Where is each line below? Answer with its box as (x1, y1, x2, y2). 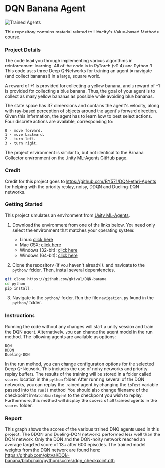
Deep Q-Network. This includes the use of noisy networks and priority (5, 366, 148, 372)
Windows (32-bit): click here (19, 247, 78, 253)
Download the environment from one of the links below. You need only (12, 222, 155, 228)
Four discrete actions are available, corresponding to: (5, 119, 113, 125)
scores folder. (5, 402, 33, 408)
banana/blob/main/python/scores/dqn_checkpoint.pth (5, 458, 115, 464)
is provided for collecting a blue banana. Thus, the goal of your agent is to (5, 88, 155, 94)
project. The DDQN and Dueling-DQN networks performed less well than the (5, 432, 160, 437)
